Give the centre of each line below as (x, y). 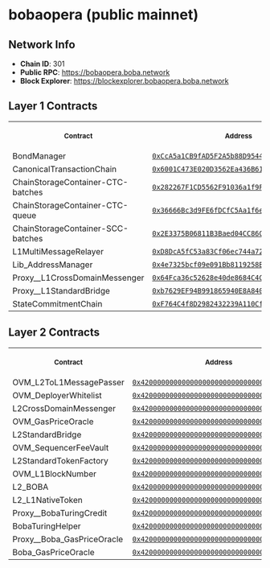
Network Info (42, 45)
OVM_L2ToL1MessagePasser (68, 382)
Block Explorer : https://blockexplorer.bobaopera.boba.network (124, 81)
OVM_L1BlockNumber (54, 474)
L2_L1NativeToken (47, 500)
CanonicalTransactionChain (65, 169)
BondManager (39, 156)
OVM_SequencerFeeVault (61, 447)
